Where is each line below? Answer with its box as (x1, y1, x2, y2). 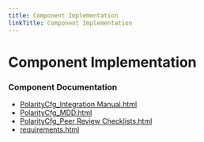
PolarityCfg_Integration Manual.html (19, 99, 138, 109)
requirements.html (19, 125, 80, 134)
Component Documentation (8, 81, 118, 92)
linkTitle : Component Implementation (8, 19, 133, 27)
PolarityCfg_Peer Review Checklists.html (19, 116, 153, 125)
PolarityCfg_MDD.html (19, 108, 93, 117)
